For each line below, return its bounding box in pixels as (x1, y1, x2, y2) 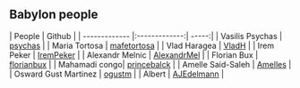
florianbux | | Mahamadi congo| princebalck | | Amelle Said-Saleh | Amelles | (9, 59, 292, 69)
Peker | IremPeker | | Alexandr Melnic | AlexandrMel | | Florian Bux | (9, 49, 259, 60)
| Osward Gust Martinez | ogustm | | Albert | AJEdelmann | (9, 68, 225, 79)
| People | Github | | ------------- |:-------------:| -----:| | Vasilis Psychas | (9, 30, 283, 41)
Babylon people (9, 7, 99, 22)
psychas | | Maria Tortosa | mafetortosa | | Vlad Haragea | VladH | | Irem (9, 40, 275, 51)
